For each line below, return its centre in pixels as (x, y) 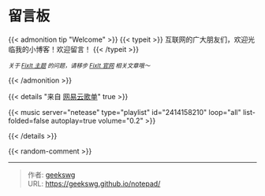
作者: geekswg (51, 175)
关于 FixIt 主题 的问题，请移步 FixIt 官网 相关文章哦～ (79, 65)
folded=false (29, 120)
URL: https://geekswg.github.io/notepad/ (94, 183)
